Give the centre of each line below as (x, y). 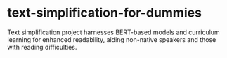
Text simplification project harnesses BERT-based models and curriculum (113, 32)
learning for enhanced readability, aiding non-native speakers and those (112, 39)
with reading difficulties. (42, 47)
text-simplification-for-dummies (105, 13)
